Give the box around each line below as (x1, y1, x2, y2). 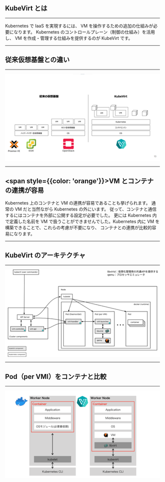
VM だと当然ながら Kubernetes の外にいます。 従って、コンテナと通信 (14, 206, 157, 212)
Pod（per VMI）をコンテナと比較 (5, 372, 107, 380)
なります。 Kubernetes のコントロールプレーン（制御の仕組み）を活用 (13, 29, 155, 35)
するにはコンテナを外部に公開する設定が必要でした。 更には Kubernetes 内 (5, 212, 157, 218)
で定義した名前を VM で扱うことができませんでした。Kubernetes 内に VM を (5, 218, 160, 224)
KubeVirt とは (5, 4, 48, 13)
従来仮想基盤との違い (5, 56, 70, 64)
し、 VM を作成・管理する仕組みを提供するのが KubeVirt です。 (5, 35, 133, 41)
